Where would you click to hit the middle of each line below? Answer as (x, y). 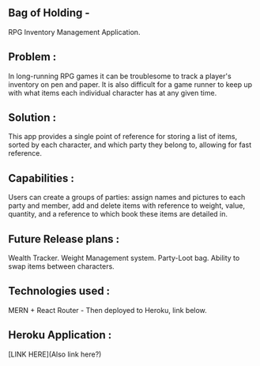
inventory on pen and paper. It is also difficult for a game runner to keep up (130, 84)
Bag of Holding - (49, 13)
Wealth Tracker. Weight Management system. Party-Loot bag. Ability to (124, 258)
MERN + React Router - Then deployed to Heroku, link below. (107, 310)
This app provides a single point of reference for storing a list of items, (123, 137)
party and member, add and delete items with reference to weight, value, (126, 206)
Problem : (32, 57)
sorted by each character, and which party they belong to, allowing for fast (130, 145)
